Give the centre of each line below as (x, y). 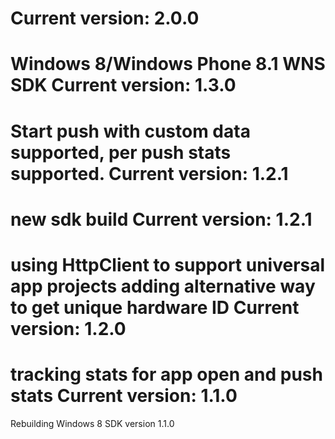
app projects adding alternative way (163, 286)
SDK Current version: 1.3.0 (123, 85)
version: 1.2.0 (68, 328)
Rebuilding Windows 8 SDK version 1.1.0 (92, 423)
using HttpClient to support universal (168, 264)
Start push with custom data (130, 131)
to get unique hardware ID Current (155, 307)
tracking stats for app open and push (166, 374)
